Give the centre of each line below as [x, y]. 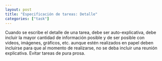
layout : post [18, 10]
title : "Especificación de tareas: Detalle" [51, 14]
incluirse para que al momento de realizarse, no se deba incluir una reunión [81, 48]
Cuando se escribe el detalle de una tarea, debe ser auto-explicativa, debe [81, 33]
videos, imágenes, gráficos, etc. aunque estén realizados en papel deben [79, 43]
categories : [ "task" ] [27, 19]
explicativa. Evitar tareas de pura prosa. [45, 53]
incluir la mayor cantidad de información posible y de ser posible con [75, 38]
